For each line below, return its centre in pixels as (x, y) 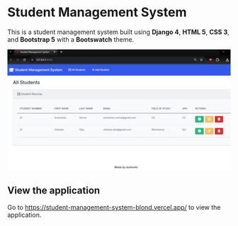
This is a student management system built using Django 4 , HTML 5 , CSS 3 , (119, 32)
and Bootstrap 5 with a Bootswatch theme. (71, 39)
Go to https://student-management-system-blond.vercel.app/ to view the (114, 208)
